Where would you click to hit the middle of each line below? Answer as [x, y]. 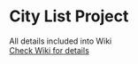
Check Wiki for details [50, 50]
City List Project [69, 16]
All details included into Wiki [61, 41]
